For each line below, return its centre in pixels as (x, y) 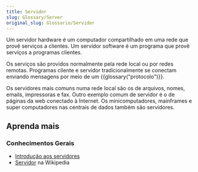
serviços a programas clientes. (44, 53)
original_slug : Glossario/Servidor (51, 23)
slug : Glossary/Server (34, 17)
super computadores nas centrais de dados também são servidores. (91, 107)
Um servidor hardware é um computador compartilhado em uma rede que (97, 40)
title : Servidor (26, 12)
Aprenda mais (33, 126)
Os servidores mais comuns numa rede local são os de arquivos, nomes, (96, 88)
